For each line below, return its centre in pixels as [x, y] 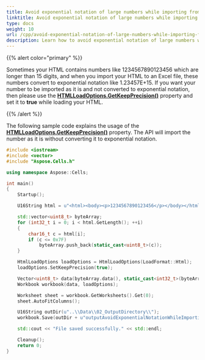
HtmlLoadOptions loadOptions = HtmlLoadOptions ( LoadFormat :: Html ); [105, 262]
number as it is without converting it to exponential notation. [82, 139]
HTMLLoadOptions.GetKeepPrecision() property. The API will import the [99, 132]
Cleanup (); [31, 340]
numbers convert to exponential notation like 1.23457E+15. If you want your [101, 83]
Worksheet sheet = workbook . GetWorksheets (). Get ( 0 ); [86, 295]
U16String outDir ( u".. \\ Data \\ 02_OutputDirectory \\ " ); [88, 312]
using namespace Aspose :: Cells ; [47, 172]
